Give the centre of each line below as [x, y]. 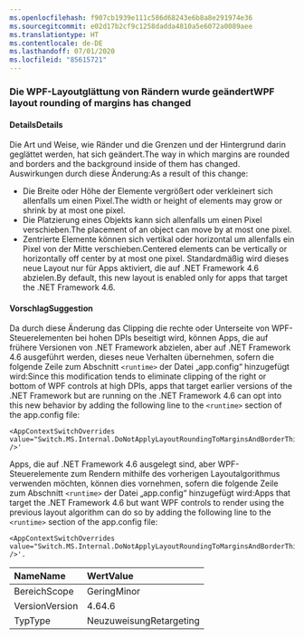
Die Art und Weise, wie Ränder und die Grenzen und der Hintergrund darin [148, 145]
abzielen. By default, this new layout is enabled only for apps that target [155, 278]
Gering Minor [114, 592]
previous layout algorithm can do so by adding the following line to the [140, 512]
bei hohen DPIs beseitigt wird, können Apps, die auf [172, 338]
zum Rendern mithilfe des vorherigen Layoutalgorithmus [176, 474]
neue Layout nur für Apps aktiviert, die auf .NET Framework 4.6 [141, 268]
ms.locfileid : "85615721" [58, 60]
